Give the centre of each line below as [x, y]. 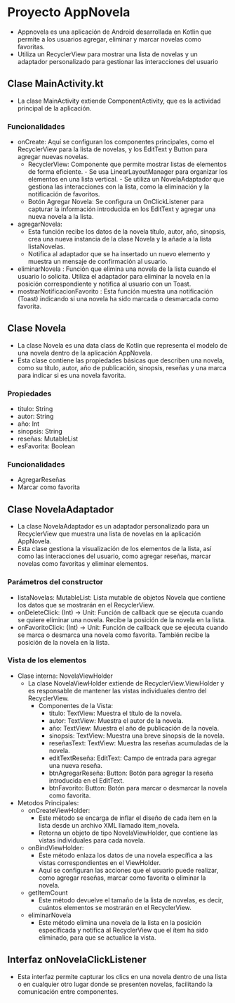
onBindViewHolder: [56, 847]
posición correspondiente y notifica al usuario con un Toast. [104, 284]
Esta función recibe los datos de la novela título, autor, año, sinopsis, [127, 232]
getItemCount [48, 892]
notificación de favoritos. [64, 194]
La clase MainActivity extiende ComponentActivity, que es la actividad [119, 101]
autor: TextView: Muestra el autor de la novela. [116, 720]
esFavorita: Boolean [46, 446]
